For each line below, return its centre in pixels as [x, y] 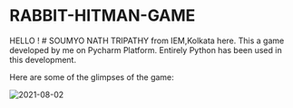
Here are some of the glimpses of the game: [92, 76]
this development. [43, 59]
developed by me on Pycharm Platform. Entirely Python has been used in [146, 49]
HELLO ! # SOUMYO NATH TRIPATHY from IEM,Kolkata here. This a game [147, 40]
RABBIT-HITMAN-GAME [103, 16]
